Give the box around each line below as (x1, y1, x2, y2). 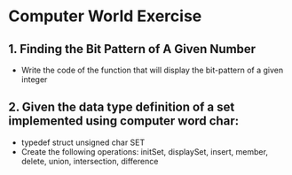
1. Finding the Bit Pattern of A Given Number (8, 42, 256, 57)
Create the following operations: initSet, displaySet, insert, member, (20, 146, 268, 156)
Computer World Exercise (8, 6, 202, 27)
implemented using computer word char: (8, 113, 240, 129)
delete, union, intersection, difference (20, 156, 159, 166)
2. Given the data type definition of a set (8, 100, 235, 115)
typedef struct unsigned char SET (20, 137, 146, 148)
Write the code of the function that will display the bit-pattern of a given (20, 65, 284, 75)
